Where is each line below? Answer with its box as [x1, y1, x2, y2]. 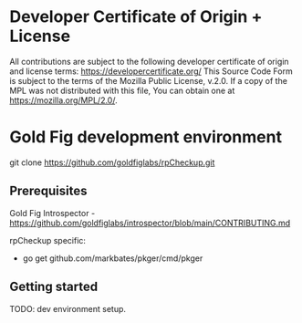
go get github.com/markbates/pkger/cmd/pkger [22, 253, 203, 264]
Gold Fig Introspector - [9, 207, 96, 218]
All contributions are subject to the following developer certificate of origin [9, 56, 289, 67]
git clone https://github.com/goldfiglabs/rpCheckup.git [9, 157, 215, 168]
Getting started [9, 279, 99, 295]
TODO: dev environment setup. [9, 303, 126, 314]
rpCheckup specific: [9, 234, 87, 245]
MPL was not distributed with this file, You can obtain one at [9, 85, 235, 96]
